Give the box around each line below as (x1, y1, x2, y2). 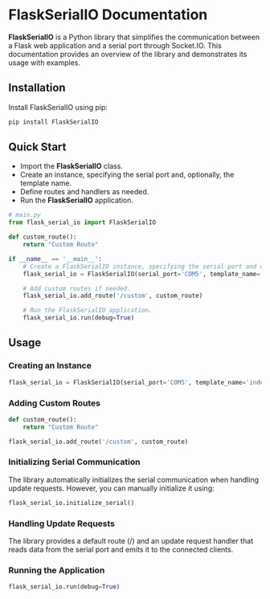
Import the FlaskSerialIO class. (19, 161, 123, 171)
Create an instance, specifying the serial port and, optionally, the (19, 170, 235, 180)
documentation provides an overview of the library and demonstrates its (8, 49, 247, 59)
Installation (8, 81, 66, 95)
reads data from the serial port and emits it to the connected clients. (8, 544, 234, 555)
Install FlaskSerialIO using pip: (8, 102, 108, 112)
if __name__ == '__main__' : (8, 255, 103, 263)
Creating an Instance (8, 360, 92, 371)
